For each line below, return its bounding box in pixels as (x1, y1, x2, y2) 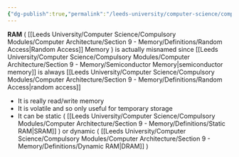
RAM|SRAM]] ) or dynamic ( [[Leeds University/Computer (17, 126, 186, 135)
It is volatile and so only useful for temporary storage (17, 104, 173, 112)
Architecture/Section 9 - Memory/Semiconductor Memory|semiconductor (7, 60, 223, 68)
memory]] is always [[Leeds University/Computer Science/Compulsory (7, 67, 215, 76)
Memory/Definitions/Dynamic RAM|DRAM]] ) (17, 141, 149, 150)
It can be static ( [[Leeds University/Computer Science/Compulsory (17, 112, 216, 120)
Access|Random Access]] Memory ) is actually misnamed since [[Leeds (7, 45, 218, 53)
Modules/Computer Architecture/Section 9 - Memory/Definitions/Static (17, 119, 226, 128)
